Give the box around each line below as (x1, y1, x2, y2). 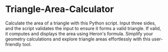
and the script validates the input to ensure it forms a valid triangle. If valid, (5, 25, 161, 31)
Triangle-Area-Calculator (5, 3, 114, 15)
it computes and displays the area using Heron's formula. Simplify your (5, 30, 153, 36)
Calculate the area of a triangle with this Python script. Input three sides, (5, 20, 156, 26)
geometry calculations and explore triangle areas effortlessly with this (5, 36, 151, 42)
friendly (5, 41, 22, 47)
